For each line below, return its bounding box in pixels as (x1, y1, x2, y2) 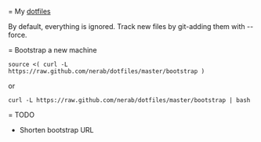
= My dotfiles (8, 7, 51, 16)
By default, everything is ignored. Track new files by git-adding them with (8, 22, 245, 31)
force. (8, 31, 27, 39)
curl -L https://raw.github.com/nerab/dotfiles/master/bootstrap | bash (8, 96, 251, 104)
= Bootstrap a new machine (8, 46, 97, 54)
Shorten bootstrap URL (19, 126, 94, 134)
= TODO (8, 110, 35, 119)
